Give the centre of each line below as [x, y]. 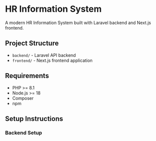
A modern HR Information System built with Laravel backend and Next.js [78, 23]
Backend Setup [24, 133]
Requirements [27, 76]
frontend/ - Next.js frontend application [52, 60]
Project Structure [32, 43]
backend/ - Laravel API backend [44, 55]
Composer [23, 98]
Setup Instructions [34, 119]
